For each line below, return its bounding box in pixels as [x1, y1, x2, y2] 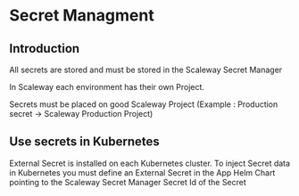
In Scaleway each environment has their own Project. [9, 82, 205, 92]
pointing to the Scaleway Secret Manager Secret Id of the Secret [9, 176, 247, 187]
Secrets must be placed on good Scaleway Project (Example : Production [9, 99, 278, 110]
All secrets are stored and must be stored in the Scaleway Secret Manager [9, 64, 283, 75]
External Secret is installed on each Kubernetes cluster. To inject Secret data [9, 158, 291, 168]
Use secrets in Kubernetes [9, 135, 161, 150]
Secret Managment [9, 5, 154, 26]
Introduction [9, 41, 80, 56]
